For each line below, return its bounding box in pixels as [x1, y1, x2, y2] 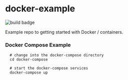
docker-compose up [9, 70, 48, 75]
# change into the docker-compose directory [9, 53, 104, 58]
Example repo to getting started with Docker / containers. [5, 29, 123, 35]
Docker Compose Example [5, 41, 71, 48]
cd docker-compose [9, 57, 48, 62]
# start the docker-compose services [9, 66, 88, 71]
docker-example [5, 3, 75, 14]
